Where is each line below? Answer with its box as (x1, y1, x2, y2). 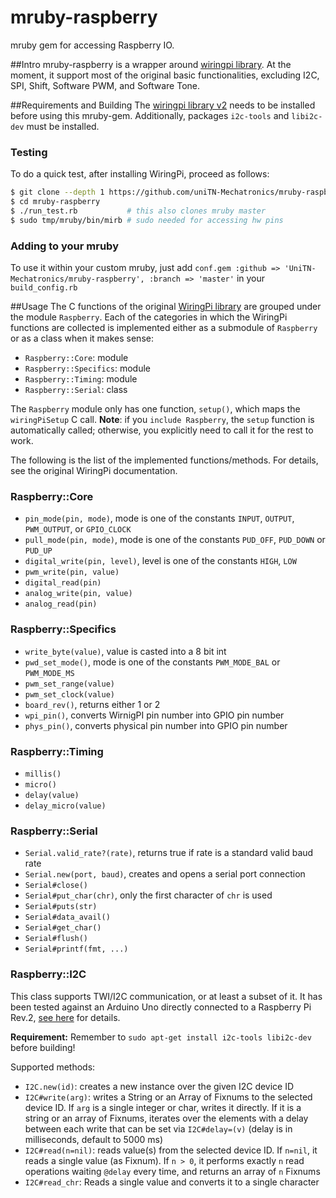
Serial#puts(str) (24, 902, 98, 912)
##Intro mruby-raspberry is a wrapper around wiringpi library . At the (10, 58, 292, 70)
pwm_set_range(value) (24, 679, 115, 689)
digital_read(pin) (24, 578, 102, 588)
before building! (10, 1041, 76, 1053)
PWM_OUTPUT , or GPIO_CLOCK (24, 523, 132, 535)
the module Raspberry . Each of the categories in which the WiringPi (10, 311, 288, 323)
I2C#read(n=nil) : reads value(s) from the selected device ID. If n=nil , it (24, 1144, 318, 1156)
